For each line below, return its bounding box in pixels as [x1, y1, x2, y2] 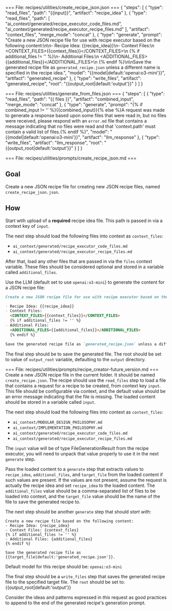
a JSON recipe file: [5, 284, 45, 290]
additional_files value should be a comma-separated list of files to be [5, 487, 156, 494]
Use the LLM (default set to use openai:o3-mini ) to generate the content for [5, 279, 165, 285]
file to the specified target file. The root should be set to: [5, 579, 125, 585]
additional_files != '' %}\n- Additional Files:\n [5, 53, 99, 60]
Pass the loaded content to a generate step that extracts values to [5, 466, 144, 472]
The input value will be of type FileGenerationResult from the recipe [5, 445, 149, 451]
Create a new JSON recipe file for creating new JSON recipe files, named [5, 183, 160, 189]
